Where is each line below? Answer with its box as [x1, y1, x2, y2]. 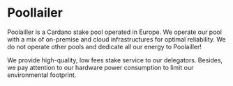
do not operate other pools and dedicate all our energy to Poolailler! [7, 42, 202, 51]
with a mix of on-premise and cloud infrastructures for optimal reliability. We [7, 35, 226, 43]
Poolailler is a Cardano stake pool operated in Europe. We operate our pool [7, 28, 222, 36]
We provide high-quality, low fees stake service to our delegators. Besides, [7, 55, 223, 64]
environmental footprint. [7, 71, 77, 79]
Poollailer [7, 5, 63, 21]
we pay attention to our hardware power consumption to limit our [7, 63, 194, 71]
